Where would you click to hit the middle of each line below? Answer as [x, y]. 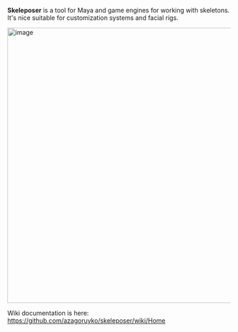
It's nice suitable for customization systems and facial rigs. [93, 18]
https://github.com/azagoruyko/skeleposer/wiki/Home [86, 321]
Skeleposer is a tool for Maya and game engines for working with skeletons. [119, 10]
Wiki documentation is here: [48, 313]
